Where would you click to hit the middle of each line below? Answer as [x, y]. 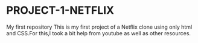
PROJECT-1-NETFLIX [60, 10]
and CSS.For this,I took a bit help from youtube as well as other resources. [99, 33]
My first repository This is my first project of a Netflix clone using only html [99, 27]
